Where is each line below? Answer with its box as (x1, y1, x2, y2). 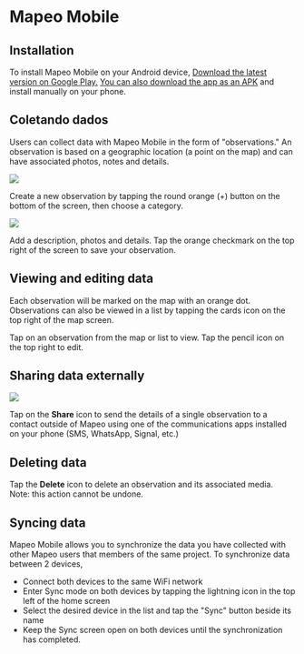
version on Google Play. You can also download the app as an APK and (9, 76, 275, 87)
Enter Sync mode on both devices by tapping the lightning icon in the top (22, 586, 296, 597)
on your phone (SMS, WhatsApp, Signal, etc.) (9, 428, 180, 439)
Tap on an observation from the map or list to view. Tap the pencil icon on (9, 332, 285, 343)
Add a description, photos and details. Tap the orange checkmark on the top (9, 235, 295, 246)
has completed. (22, 634, 82, 645)
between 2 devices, (9, 558, 83, 569)
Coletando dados (9, 112, 109, 128)
